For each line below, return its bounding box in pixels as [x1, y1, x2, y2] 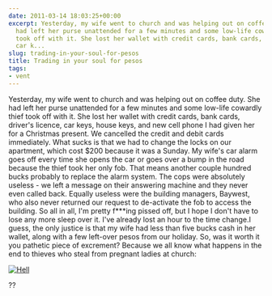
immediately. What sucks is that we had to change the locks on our [8, 137, 232, 146]
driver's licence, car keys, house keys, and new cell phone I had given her [8, 120, 255, 129]
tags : [8, 65, 27, 73]
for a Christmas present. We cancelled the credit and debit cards [8, 129, 224, 138]
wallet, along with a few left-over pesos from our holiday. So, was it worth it [8, 231, 261, 241]
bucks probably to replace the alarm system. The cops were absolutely [8, 171, 245, 181]
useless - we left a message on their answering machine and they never [8, 180, 249, 190]
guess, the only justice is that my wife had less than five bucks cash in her [8, 223, 257, 233]
